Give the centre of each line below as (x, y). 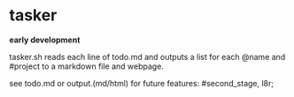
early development (45, 40)
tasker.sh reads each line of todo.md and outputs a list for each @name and (147, 56)
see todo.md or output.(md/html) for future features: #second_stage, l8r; (142, 83)
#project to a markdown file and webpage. (86, 66)
